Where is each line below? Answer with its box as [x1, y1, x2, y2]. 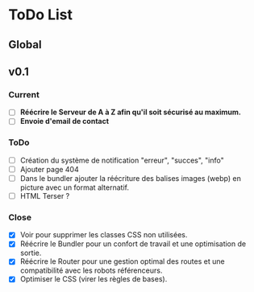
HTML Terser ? [19, 191, 70, 200]
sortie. [19, 248, 42, 258]
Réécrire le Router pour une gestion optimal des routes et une [19, 257, 225, 266]
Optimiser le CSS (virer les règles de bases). [19, 274, 168, 284]
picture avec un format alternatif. [19, 183, 129, 192]
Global [8, 38, 42, 51]
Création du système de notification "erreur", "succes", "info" [19, 155, 224, 165]
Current [8, 88, 40, 100]
